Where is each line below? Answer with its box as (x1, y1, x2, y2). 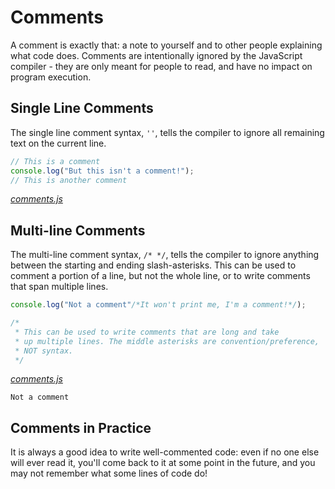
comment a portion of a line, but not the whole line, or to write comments (10, 270, 311, 282)
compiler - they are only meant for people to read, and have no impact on (10, 60, 313, 72)
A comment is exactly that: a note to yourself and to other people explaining (10, 39, 323, 51)
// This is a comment (10, 156, 101, 166)
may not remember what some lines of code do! (10, 467, 208, 480)
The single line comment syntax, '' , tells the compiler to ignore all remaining (10, 126, 325, 138)
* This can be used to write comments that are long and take (14, 327, 280, 337)
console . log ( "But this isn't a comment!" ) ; (10, 166, 195, 176)
